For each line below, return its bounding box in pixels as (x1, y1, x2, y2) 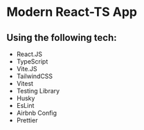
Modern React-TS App (6, 4, 138, 20)
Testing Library (16, 87, 60, 95)
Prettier (16, 116, 38, 124)
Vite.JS (16, 65, 37, 73)
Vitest (16, 80, 34, 87)
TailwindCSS (16, 72, 53, 80)
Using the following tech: (6, 32, 117, 44)
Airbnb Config (16, 109, 57, 117)
